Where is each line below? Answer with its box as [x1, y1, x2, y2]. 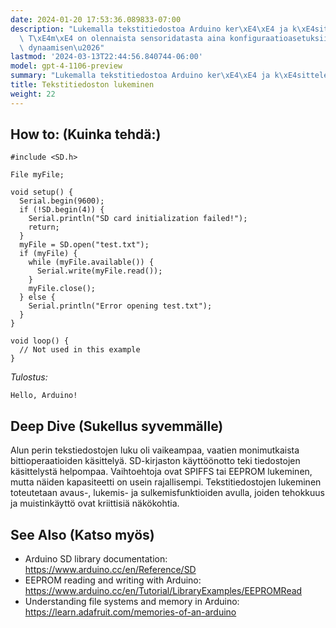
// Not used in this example [19, 345, 141, 355]
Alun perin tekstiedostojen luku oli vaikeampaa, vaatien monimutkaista [10, 444, 300, 456]
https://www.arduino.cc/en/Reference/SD [24, 564, 197, 576]
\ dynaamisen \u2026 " [19, 42, 105, 53]
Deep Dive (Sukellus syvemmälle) [10, 417, 224, 435]
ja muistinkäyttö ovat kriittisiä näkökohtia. [10, 497, 180, 510]
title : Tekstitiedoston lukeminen [10, 80, 155, 90]
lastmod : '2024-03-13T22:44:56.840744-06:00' [10, 52, 203, 62]
